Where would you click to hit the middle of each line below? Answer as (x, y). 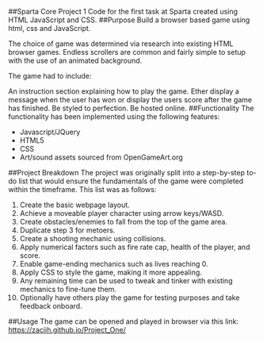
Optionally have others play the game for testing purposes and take (130, 298)
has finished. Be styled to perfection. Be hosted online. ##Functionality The (131, 108)
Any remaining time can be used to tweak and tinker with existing (126, 281)
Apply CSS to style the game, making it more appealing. (111, 272)
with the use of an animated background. (75, 60)
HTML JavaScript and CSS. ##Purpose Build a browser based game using (129, 20)
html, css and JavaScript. (50, 28)
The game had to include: (50, 76)
